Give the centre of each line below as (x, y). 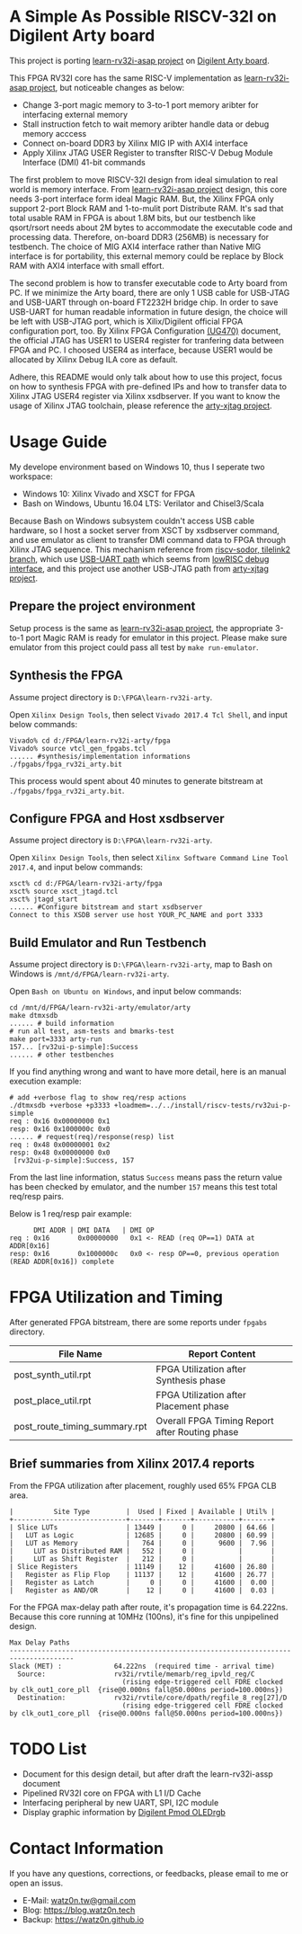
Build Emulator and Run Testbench (108, 943)
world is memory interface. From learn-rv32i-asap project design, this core (148, 189)
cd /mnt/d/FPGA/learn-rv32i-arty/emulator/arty (100, 1008)
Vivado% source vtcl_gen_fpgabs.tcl (78, 748)
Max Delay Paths (40, 1643)
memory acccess (54, 133)
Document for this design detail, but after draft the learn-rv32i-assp (148, 1774)
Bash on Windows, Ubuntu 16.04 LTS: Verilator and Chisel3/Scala (143, 503)
